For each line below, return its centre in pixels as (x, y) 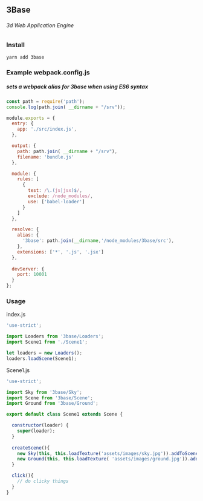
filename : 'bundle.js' (46, 157)
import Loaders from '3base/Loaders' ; (55, 336)
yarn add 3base (25, 57)
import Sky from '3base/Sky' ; (44, 392)
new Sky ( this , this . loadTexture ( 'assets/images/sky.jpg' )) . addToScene (108, 453)
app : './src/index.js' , (47, 129)
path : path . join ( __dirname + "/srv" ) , (67, 151)
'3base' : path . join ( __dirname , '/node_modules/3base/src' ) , (98, 241)
